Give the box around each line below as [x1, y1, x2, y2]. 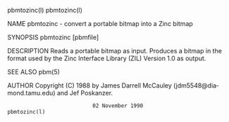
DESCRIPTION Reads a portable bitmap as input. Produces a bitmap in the [7, 47, 222, 55]
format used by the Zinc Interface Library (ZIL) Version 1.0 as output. [7, 54, 206, 62]
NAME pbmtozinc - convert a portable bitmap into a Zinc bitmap [7, 20, 194, 27]
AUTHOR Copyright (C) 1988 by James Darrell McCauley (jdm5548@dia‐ [7, 81, 219, 90]
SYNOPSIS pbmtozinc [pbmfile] [7, 33, 99, 41]
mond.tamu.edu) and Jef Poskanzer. [7, 89, 113, 97]
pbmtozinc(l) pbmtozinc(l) [7, 6, 83, 14]
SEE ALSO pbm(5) [7, 68, 60, 76]
